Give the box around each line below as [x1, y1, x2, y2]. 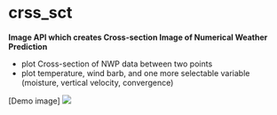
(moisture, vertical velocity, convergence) [20, 77, 174, 88]
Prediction [8, 41, 48, 51]
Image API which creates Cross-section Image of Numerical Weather [8, 32, 268, 42]
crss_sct [8, 3, 73, 23]
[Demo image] [8, 96, 61, 106]
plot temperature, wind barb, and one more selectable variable [20, 67, 250, 78]
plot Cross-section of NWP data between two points [20, 58, 213, 69]
